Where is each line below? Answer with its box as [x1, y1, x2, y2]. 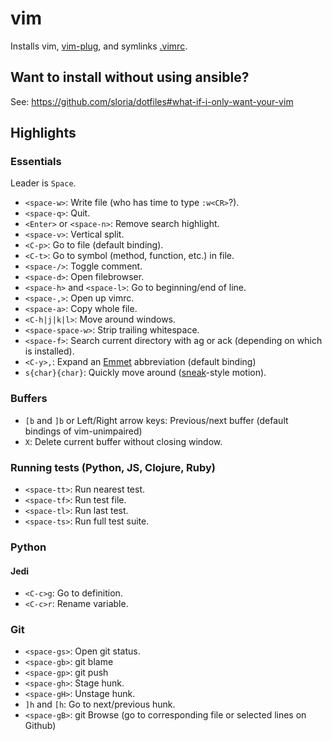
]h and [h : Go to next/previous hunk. [24, 698, 176, 711]
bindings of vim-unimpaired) [24, 425, 143, 437]
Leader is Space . [10, 177, 77, 189]
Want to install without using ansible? [10, 69, 250, 86]
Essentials [10, 155, 62, 169]
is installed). [24, 345, 75, 357]
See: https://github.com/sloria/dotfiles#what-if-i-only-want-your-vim [10, 95, 294, 107]
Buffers [10, 392, 48, 406]
